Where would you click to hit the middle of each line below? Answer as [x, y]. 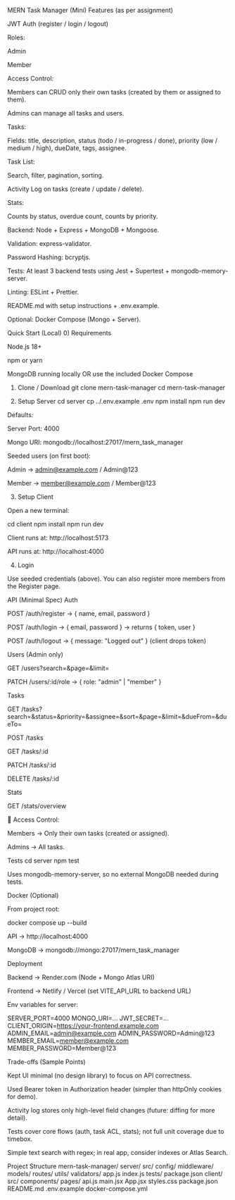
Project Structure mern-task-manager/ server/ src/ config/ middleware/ [110, 1166]
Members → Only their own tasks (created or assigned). [88, 833]
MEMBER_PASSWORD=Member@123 [62, 1048]
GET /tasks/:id [28, 751]
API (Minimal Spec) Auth [43, 600]
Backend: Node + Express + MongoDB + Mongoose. [83, 230]
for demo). [23, 1096]
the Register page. [34, 586]
